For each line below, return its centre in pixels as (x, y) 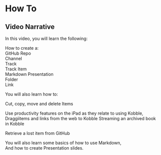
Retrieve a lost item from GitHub (38, 133)
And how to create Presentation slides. (44, 148)
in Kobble (15, 124)
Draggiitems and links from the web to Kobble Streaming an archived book (80, 118)
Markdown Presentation (29, 74)
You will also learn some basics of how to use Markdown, (63, 143)
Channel (14, 59)
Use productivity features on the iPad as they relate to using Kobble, (74, 113)
